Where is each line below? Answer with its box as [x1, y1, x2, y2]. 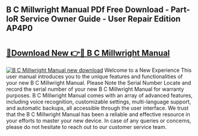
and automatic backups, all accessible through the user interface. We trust [6, 105, 189, 112]
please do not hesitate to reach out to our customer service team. [6, 124, 167, 130]
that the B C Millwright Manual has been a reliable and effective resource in [6, 111, 190, 118]
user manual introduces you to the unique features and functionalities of [6, 73, 183, 80]
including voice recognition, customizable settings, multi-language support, [6, 98, 191, 105]
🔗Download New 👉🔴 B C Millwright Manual [6, 48, 171, 58]
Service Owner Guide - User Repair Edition [20, 14, 181, 24]
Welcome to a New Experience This [104, 67, 192, 74]
